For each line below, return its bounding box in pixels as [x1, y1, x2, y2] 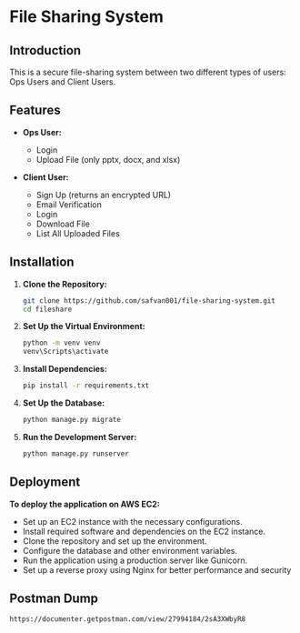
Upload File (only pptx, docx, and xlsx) [35, 154, 181, 165]
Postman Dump [9, 590, 98, 606]
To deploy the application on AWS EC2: [9, 498, 161, 509]
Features [9, 103, 61, 118]
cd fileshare [22, 305, 73, 314]
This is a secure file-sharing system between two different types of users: [9, 66, 286, 77]
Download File [35, 218, 91, 229]
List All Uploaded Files [35, 227, 120, 238]
